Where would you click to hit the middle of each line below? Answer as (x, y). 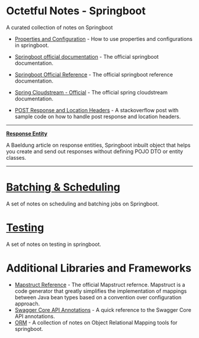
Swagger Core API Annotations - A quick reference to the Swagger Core (103, 309)
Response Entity (27, 133)
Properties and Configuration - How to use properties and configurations (103, 39)
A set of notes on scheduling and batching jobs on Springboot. (83, 204)
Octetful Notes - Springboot (76, 11)
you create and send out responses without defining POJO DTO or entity (95, 151)
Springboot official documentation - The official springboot (86, 56)
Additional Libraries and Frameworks (99, 268)
